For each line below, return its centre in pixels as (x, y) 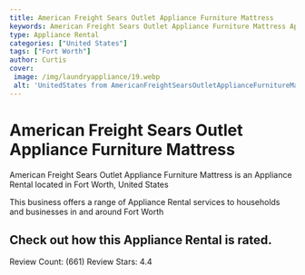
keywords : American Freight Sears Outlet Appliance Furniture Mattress (148, 26)
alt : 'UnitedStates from (60, 85)
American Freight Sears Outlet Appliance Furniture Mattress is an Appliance (151, 174)
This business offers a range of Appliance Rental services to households (145, 201)
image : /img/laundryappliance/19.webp (87, 77)
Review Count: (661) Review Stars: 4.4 (81, 262)
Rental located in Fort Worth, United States (89, 184)
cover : (22, 69)
